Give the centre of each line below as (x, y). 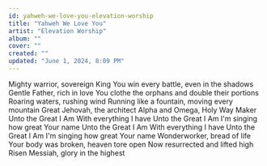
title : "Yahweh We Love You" (57, 23)
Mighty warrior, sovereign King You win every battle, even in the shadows (131, 84)
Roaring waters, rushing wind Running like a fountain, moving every (121, 101)
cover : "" (25, 46)
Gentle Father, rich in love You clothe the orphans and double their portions (133, 92)
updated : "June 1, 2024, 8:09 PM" (67, 62)
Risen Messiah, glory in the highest (67, 153)
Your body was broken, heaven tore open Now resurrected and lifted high (131, 144)
